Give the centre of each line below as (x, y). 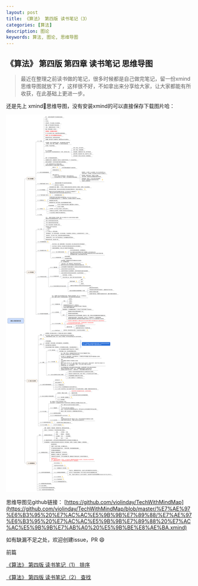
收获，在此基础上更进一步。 (54, 93)
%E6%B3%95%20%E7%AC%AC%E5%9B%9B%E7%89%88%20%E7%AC (98, 521)
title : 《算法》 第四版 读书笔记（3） (48, 19)
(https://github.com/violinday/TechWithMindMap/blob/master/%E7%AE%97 (98, 508)
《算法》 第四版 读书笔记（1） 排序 (48, 564)
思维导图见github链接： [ (36, 502)
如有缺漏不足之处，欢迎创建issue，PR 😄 (55, 539)
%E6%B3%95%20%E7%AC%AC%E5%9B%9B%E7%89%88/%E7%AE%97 (99, 515)
